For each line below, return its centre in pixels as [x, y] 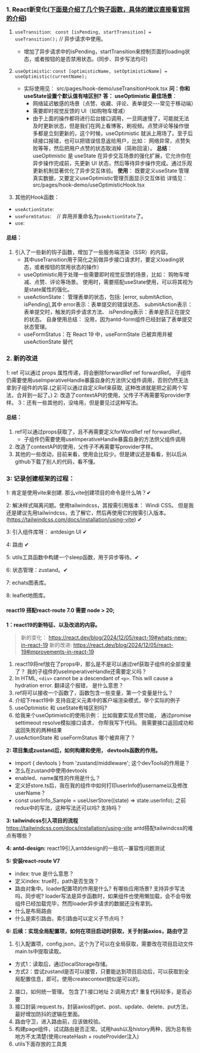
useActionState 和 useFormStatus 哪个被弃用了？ [75, 737]
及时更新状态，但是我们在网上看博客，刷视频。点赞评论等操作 [108, 126]
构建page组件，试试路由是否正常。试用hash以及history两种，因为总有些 [103, 1028]
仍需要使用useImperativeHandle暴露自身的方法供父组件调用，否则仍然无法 [98, 380]
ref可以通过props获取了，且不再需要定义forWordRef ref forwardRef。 [100, 432]
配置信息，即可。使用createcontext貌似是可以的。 [82, 979]
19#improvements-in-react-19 [57, 651]
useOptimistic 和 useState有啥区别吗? [61, 708]
